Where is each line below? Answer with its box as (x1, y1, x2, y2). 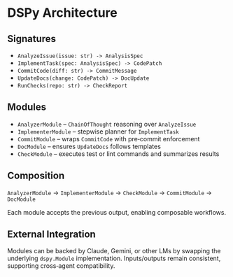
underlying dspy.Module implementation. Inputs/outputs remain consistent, (7, 254, 221, 263)
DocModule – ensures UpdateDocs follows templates (17, 142, 161, 150)
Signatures (7, 33, 57, 45)
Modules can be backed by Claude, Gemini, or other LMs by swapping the (7, 247, 221, 255)
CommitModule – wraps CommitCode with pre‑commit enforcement (17, 134, 200, 143)
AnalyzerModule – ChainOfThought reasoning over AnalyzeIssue (17, 120, 197, 128)
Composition (7, 170, 65, 182)
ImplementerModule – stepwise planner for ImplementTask (17, 127, 180, 136)
